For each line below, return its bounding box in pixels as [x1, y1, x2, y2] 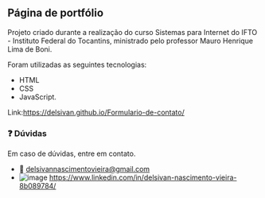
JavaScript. [18, 91, 57, 102]
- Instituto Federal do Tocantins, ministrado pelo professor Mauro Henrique [7, 36, 254, 45]
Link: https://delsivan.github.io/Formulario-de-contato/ [7, 107, 185, 117]
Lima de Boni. [7, 44, 53, 54]
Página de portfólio [7, 6, 104, 20]
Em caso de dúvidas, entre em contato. [7, 149, 136, 158]
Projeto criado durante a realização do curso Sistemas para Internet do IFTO [7, 27, 258, 37]
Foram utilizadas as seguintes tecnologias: [7, 60, 147, 69]
